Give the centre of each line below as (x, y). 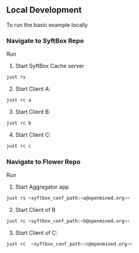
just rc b (19, 123)
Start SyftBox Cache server (50, 66)
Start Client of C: (36, 233)
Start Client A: (33, 89)
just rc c (19, 146)
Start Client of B (35, 210)
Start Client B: (33, 111)
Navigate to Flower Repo (43, 162)
